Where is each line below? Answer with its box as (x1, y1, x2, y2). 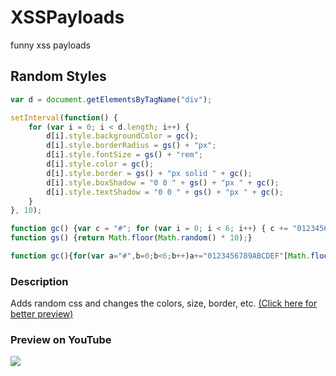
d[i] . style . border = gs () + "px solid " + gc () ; (46, 168, 253, 178)
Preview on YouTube (10, 333, 112, 347)
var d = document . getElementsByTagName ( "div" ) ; (10, 94, 213, 105)
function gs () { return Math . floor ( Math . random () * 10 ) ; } (10, 233, 253, 243)
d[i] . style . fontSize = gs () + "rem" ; (46, 150, 203, 160)
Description (10, 274, 69, 288)
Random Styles (10, 68, 107, 85)
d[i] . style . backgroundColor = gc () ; (46, 131, 199, 141)
